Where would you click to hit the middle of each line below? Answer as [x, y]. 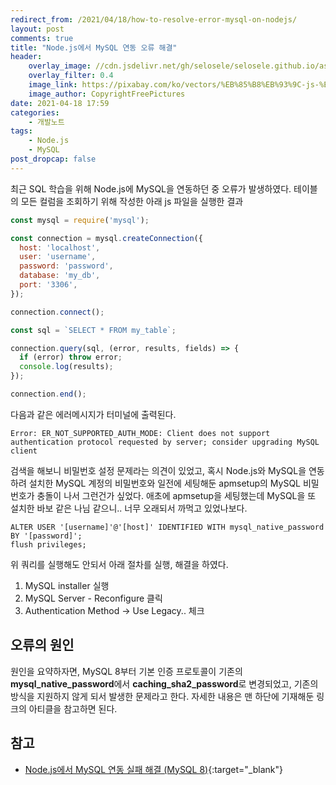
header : [26, 57]
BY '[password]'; [46, 536]
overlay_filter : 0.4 [71, 76]
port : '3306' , [48, 285]
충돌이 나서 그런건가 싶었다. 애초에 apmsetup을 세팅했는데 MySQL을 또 [176, 495]
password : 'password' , [66, 266]
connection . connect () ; [57, 312]
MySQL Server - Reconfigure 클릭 [93, 598]
